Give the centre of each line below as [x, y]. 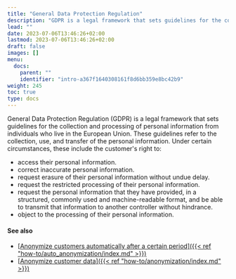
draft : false [26, 46]
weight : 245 [25, 86]
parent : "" [36, 72]
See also [20, 231]
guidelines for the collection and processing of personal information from [113, 126]
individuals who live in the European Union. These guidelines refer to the [112, 134]
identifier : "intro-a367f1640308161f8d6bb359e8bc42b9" [102, 79]
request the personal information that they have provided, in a [107, 192]
